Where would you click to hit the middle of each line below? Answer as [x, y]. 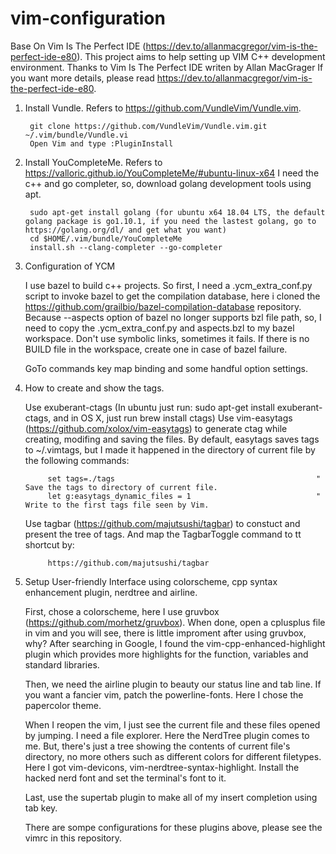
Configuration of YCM [70, 266]
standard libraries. [62, 664]
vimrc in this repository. [73, 838]
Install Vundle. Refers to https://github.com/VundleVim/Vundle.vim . [163, 108]
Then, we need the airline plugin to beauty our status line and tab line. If [173, 684]
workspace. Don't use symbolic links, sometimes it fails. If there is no [167, 338]
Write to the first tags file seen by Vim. [117, 505]
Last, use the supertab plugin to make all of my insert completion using [171, 797]
